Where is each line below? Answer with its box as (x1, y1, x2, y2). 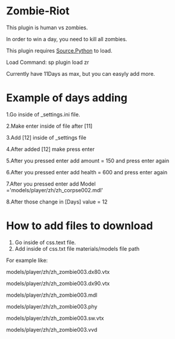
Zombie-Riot (6, 4, 70, 18)
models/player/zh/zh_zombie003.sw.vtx (6, 315, 104, 322)
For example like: (6, 257, 48, 264)
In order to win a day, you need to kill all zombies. (6, 35, 127, 42)
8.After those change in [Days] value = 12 (6, 198, 108, 205)
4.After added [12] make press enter (6, 145, 95, 153)
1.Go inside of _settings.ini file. (6, 110, 80, 118)
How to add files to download (6, 219, 154, 233)
